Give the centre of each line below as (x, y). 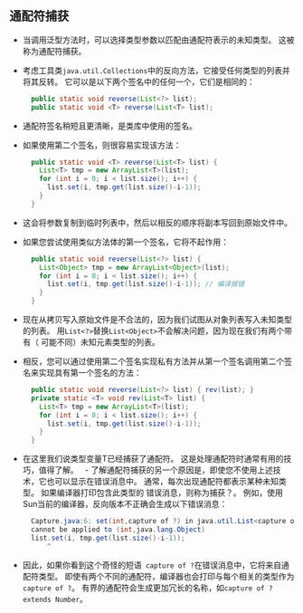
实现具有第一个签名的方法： (90, 373)
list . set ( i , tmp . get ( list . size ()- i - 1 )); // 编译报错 (146, 284)
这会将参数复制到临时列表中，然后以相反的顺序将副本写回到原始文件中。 (157, 222)
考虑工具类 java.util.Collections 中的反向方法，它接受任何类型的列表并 (156, 70)
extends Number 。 (55, 599)
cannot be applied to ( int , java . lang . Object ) (118, 530)
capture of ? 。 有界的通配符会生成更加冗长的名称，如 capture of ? (147, 588)
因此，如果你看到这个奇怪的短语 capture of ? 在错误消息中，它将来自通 (156, 565)
